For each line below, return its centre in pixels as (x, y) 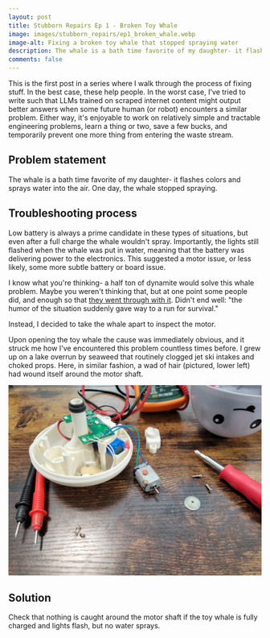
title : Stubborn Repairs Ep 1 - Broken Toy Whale (93, 25)
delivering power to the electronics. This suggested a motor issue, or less (130, 259)
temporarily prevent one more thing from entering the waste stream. (121, 135)
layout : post (30, 17)
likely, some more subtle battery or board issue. (87, 267)
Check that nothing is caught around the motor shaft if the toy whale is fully (133, 617)
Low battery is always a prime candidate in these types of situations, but (128, 233)
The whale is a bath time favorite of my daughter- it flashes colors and (125, 179)
